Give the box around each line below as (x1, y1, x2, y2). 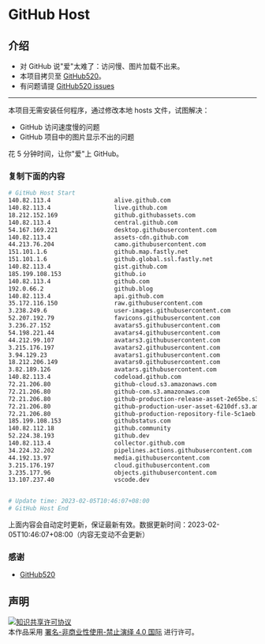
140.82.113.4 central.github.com (8, 218, 178, 226)
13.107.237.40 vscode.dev (8, 476, 150, 484)
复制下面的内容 (8, 170, 65, 181)
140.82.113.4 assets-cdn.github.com (8, 233, 189, 241)
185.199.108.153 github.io (8, 270, 147, 278)
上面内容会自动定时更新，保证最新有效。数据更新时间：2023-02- (8, 520, 220, 529)
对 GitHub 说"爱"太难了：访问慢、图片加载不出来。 (19, 62, 185, 70)
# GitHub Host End (8, 505, 69, 513)
